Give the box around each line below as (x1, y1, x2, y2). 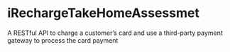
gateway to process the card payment (7, 36, 119, 44)
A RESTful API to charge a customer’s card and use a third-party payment (7, 28, 224, 37)
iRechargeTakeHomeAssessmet (7, 5, 200, 21)
